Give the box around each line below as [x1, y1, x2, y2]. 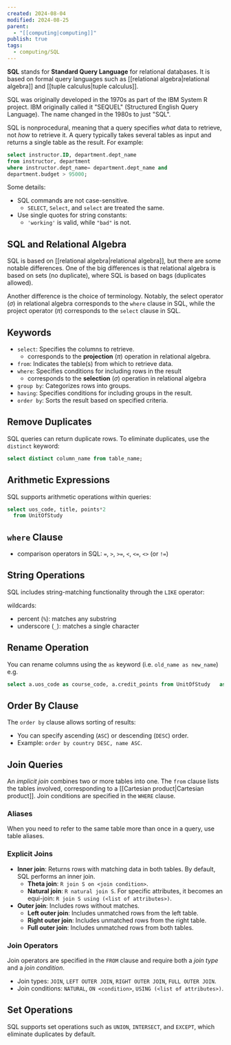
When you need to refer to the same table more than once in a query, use [7, 824, 215, 833]
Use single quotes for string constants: [16, 211, 127, 219]
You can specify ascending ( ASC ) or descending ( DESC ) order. [16, 731, 189, 740]
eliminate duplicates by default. [7, 1030, 96, 1038]
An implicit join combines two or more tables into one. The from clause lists [7, 777, 219, 786]
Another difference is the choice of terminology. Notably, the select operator [7, 292, 223, 301]
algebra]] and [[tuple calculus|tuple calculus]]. [7, 82, 139, 90]
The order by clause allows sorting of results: [7, 718, 136, 727]
